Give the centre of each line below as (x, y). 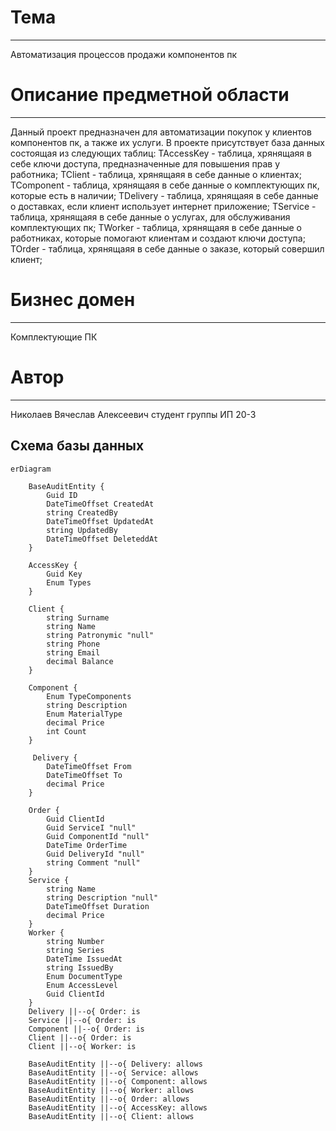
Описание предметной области (150, 95)
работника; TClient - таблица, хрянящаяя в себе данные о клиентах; (156, 174)
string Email (73, 652)
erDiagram (31, 469)
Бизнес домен (73, 300)
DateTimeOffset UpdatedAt (100, 521)
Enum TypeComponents (89, 696)
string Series (75, 950)
